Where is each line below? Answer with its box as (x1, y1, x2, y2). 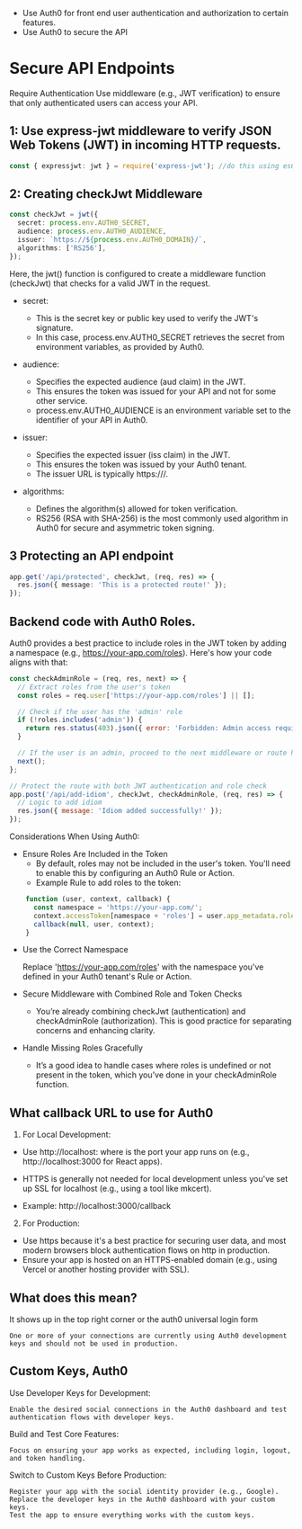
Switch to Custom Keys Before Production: (9, 1470, 167, 1480)
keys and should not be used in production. (9, 1339, 179, 1348)
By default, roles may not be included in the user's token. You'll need (35, 858, 290, 869)
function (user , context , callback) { (25, 895, 171, 904)
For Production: (22, 1218, 81, 1229)
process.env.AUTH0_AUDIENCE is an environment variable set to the (35, 405, 291, 416)
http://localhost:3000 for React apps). (22, 1156, 164, 1167)
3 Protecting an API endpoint (9, 549, 173, 564)
